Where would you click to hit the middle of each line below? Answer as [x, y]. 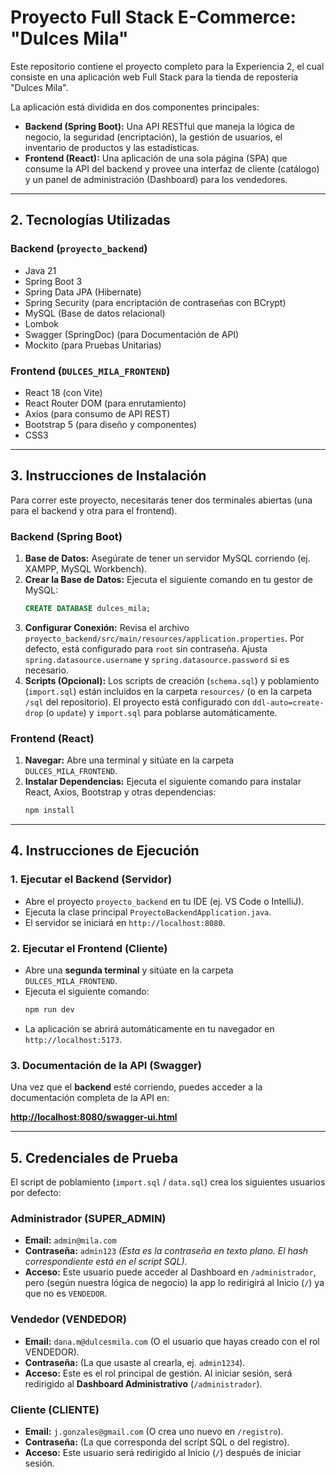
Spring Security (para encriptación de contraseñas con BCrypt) [155, 302]
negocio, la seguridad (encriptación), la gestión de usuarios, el [153, 137]
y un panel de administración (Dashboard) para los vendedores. [156, 179]
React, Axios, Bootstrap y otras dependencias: [120, 792]
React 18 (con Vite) [63, 392]
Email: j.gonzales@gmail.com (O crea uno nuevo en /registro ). [154, 1431]
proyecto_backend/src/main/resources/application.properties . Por [164, 638]
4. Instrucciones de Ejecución [105, 851]
